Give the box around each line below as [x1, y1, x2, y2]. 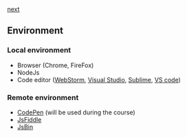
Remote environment [7, 92, 79, 102]
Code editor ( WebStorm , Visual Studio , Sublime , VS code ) [16, 75, 181, 84]
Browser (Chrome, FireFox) [16, 61, 94, 69]
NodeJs [16, 68, 40, 77]
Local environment [7, 45, 71, 55]
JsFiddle [16, 115, 42, 123]
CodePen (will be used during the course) [16, 108, 135, 116]
